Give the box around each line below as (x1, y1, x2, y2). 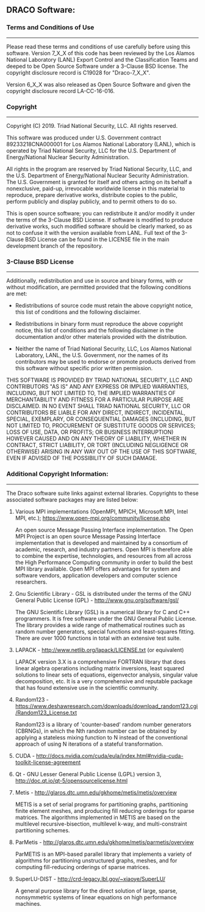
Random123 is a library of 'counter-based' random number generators (15, 721, 192, 728)
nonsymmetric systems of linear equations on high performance (15, 893, 177, 901)
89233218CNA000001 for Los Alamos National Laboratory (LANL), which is (6, 140, 196, 147)
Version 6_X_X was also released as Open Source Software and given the (6, 81, 191, 88)
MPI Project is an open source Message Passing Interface (15, 532, 160, 540)
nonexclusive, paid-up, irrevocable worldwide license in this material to (6, 185, 185, 192)
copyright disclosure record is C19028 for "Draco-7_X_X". (6, 69, 151, 76)
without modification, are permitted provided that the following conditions (6, 284, 192, 291)
